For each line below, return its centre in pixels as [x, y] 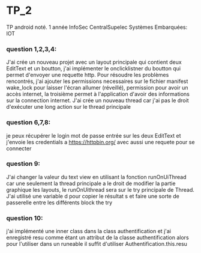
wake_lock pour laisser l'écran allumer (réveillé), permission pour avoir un [97, 88]
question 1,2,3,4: [31, 49]
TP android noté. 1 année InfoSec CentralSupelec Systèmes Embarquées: [97, 27]
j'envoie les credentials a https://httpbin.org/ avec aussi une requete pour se [100, 142]
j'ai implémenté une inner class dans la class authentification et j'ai [88, 231]
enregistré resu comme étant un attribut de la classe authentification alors [97, 237]
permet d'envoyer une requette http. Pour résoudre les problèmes [88, 75]
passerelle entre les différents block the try [59, 203]
